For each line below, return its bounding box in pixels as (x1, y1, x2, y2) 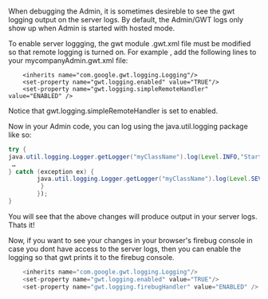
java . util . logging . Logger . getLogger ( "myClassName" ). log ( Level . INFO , (8, 152, 241, 161)
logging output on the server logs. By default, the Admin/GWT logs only (8, 14, 244, 24)
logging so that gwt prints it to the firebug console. (8, 252, 175, 262)
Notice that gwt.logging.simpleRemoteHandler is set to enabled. (8, 106, 218, 116)
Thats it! (8, 220, 35, 230)
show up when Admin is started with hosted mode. (8, 23, 175, 33)
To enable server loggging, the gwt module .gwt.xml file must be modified (8, 38, 251, 48)
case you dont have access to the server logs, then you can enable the (8, 244, 242, 254)
